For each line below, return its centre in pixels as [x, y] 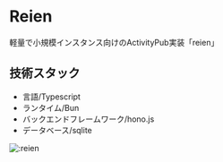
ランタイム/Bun [51, 107]
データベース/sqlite [57, 130]
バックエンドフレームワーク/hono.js [88, 119]
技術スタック [45, 73]
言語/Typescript [51, 97]
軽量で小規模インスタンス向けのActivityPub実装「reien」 [114, 42]
